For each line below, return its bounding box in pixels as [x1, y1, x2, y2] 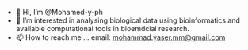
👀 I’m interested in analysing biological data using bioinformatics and [15, 16, 240, 25]
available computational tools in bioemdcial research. [15, 24, 190, 33]
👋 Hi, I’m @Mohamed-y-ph [15, 8, 103, 16]
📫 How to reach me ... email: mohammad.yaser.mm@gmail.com [15, 33, 226, 42]
